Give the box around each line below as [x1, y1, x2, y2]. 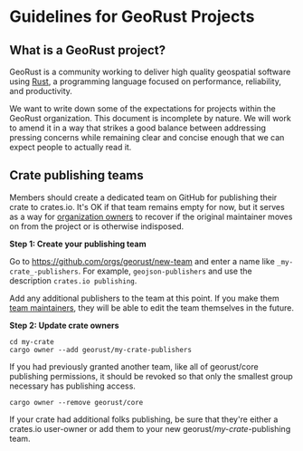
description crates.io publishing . [9, 274, 137, 286]
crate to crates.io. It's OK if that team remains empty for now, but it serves [9, 201, 285, 212]
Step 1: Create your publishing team [9, 238, 147, 249]
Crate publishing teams [9, 168, 145, 183]
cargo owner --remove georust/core [9, 398, 144, 407]
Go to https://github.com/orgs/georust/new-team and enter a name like [9, 255, 276, 266]
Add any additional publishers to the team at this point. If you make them [9, 293, 279, 303]
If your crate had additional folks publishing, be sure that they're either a [9, 414, 279, 425]
